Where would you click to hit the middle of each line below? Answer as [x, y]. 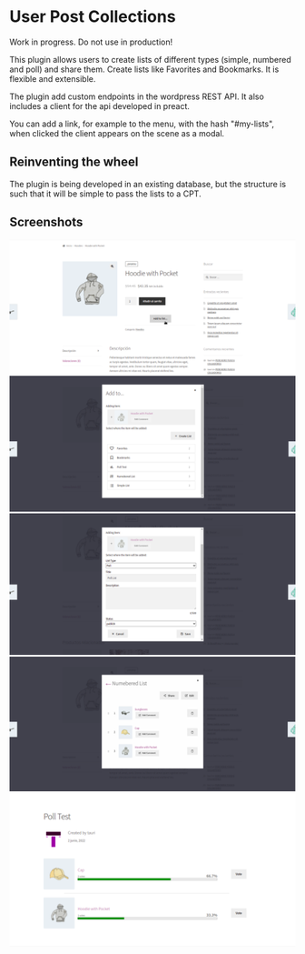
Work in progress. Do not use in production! [91, 42]
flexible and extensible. [53, 78]
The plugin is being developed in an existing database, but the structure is [148, 184]
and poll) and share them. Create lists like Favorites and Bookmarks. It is [144, 69]
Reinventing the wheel [74, 162]
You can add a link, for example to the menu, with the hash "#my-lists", [142, 124]
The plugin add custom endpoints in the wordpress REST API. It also [137, 96]
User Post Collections [93, 17]
